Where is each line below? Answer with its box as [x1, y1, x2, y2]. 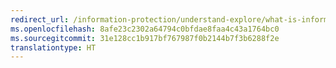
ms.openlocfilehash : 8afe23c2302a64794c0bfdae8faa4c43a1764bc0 [10, 24, 280, 34]
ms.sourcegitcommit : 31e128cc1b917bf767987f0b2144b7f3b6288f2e [10, 33, 280, 43]
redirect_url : [10, 14, 70, 25]
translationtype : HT [10, 42, 97, 53]
